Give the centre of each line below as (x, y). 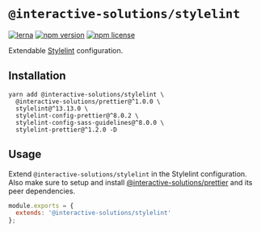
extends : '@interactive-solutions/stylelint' (94, 213)
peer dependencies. (42, 191)
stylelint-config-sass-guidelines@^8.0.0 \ (90, 122)
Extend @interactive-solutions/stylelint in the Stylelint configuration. (128, 174)
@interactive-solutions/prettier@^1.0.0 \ (88, 101)
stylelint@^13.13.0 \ (52, 108)
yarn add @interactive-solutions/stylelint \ (86, 94)
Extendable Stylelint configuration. (66, 50)
